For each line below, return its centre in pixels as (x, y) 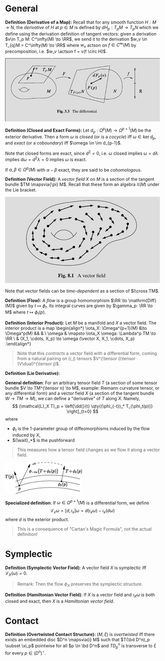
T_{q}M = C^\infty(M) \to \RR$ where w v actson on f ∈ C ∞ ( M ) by (71, 45)
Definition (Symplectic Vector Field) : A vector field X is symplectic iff (76, 568)
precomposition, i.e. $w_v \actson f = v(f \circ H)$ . (56, 52)
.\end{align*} (18, 344)
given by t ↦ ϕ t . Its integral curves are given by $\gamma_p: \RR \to (84, 306)
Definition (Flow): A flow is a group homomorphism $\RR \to (66, 301)
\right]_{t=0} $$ (82, 411)
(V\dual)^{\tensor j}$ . (39, 364)
